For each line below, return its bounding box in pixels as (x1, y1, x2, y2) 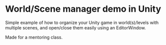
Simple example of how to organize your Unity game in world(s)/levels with (5, 20, 159, 25)
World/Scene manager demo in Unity (5, 3, 162, 15)
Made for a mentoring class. (5, 34, 63, 40)
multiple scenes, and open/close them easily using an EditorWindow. (5, 24, 146, 30)
